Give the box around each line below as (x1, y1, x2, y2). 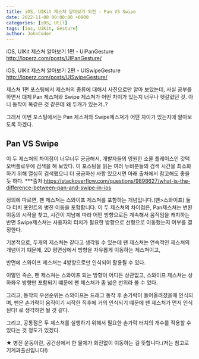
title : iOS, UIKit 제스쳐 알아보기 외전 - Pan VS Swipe (6, 8, 137, 15)
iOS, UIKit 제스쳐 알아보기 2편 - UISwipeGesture (6, 67, 121, 74)
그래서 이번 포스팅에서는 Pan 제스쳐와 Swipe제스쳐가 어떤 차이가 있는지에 (6, 114, 176, 121)
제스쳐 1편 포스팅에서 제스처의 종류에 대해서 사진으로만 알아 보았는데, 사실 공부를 (6, 86, 192, 93)
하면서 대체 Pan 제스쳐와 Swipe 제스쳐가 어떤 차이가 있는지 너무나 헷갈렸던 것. (6, 93, 187, 101)
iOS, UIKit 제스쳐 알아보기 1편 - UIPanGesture (6, 48, 114, 55)
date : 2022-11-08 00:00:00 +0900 (6, 14, 89, 20)
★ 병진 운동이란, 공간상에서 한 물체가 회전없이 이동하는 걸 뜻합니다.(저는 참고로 (6, 339, 189, 346)
